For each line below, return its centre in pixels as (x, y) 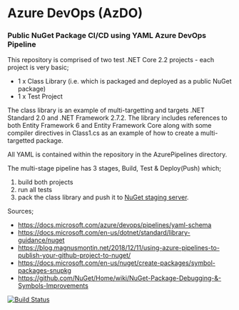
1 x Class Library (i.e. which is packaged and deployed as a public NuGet (124, 81)
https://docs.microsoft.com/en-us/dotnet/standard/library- (104, 233)
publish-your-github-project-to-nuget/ (74, 256)
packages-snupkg (44, 271)
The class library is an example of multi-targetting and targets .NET (106, 110)
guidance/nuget (41, 240)
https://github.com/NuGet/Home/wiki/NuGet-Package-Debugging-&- (119, 278)
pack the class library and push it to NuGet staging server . (103, 197)
